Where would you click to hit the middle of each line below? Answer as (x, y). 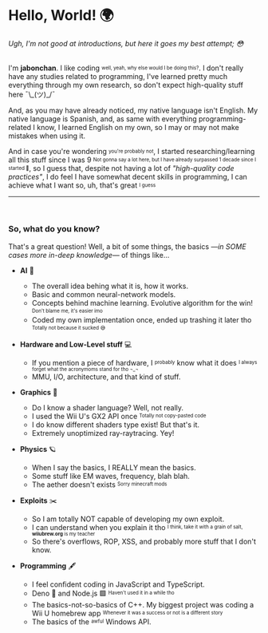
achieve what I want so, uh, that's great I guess (82, 185)
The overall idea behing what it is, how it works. (110, 286)
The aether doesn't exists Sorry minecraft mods (99, 485)
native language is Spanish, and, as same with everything (102, 119)
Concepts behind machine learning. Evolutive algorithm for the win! (142, 303)
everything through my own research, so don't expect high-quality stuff (126, 85)
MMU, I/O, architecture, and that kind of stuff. (106, 377)
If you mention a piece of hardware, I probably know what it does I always (144, 362)
